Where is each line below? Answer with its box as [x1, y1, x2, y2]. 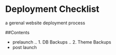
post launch [12, 44, 37, 50]
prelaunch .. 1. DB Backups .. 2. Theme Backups [12, 39, 111, 45]
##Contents [5, 29, 30, 35]
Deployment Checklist [5, 3, 99, 15]
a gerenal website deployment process [5, 20, 85, 26]
